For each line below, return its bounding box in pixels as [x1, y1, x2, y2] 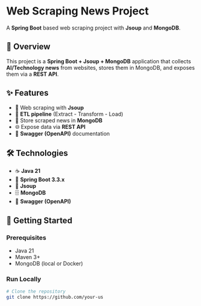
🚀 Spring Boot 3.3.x [14, 176, 65, 183]
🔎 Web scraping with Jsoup [14, 104, 84, 111]
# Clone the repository [6, 289, 66, 295]
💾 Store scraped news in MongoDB [14, 116, 103, 124]
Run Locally [6, 275, 42, 283]
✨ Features [6, 88, 49, 98]
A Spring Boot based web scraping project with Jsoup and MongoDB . [6, 24, 181, 31]
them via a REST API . [6, 70, 59, 78]
